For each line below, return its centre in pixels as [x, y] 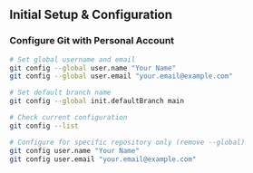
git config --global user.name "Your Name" [93, 68]
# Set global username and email [73, 59]
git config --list [44, 126]
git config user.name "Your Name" [75, 150]
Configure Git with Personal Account [92, 41]
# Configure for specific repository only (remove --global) [127, 142]
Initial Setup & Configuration [91, 15]
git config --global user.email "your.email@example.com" [121, 76]
